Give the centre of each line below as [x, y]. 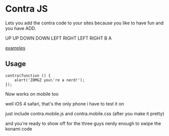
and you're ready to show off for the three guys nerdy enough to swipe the [83, 123]
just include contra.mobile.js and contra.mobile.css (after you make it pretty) [85, 113]
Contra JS [27, 9]
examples [15, 48]
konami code [19, 129]
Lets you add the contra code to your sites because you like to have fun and [85, 23]
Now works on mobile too [32, 94]
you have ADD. [21, 28]
